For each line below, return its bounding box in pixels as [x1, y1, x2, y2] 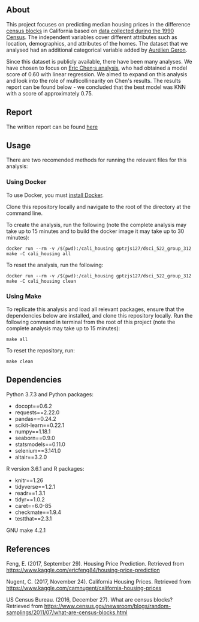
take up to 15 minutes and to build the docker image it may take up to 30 [6, 228, 185, 235]
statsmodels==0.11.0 [14, 441, 66, 448]
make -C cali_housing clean [6, 278, 77, 284]
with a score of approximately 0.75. [6, 89, 94, 97]
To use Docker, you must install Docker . [6, 192, 104, 199]
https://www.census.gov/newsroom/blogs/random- [44, 602, 171, 609]
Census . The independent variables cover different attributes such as [6, 33, 178, 41]
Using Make [6, 292, 42, 300]
